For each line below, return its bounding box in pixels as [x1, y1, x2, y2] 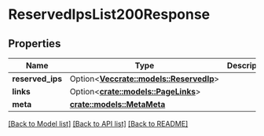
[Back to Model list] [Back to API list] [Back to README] [8, 119, 189, 128]
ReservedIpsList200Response [8, 6, 211, 24]
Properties [8, 37, 61, 50]
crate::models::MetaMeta [69, 99, 166, 109]
